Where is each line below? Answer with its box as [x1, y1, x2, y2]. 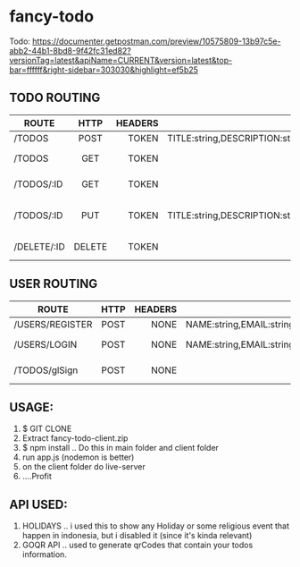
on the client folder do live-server [21, 461, 146, 472]
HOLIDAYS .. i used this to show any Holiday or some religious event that [21, 520, 290, 531]
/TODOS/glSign [13, 364, 79, 377]
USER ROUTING [9, 276, 98, 292]
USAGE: [9, 400, 54, 415]
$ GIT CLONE [21, 423, 72, 435]
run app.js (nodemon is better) [21, 452, 135, 462]
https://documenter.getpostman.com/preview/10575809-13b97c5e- [32, 36, 281, 47]
